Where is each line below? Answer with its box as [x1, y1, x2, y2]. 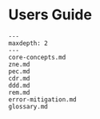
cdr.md [8, 74, 30, 82]
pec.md [8, 67, 30, 76]
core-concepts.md [8, 53, 66, 61]
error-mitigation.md [8, 95, 78, 104]
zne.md [8, 60, 30, 68]
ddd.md [8, 81, 30, 89]
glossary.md [8, 102, 48, 110]
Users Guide [8, 6, 92, 24]
